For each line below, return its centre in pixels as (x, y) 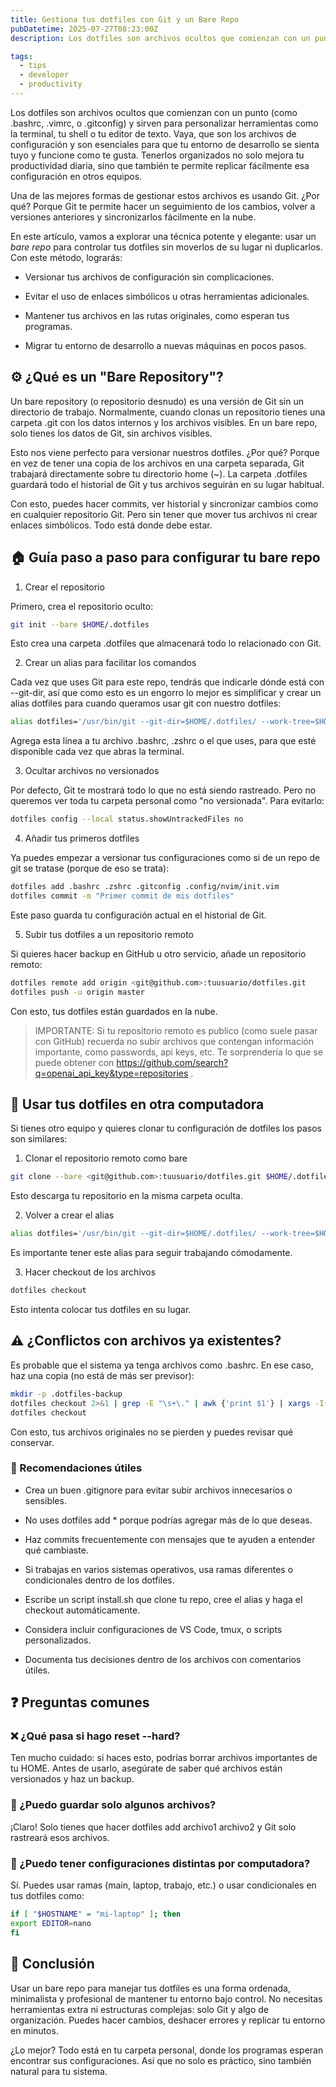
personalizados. (58, 1640)
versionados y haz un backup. (72, 1779)
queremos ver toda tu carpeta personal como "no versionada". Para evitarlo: (167, 801)
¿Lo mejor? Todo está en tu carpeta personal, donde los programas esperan (167, 2050)
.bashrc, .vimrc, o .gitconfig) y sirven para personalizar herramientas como (164, 123)
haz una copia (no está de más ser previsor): (102, 1375)
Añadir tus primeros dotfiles (82, 838)
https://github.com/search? (172, 1062)
